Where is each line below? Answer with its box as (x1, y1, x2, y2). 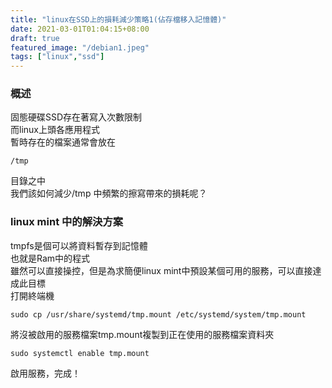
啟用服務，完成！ (10, 367, 81, 379)
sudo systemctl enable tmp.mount (10, 348, 150, 358)
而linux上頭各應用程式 (10, 124, 100, 136)
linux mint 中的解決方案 (10, 215, 124, 229)
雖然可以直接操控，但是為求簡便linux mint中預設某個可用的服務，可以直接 (10, 264, 313, 276)
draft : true (10, 33, 60, 43)
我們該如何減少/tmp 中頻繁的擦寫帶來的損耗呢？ (10, 187, 208, 200)
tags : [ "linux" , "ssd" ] (10, 52, 105, 62)
